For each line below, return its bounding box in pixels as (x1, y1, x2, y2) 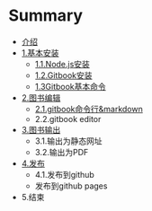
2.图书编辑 (21, 92, 61, 103)
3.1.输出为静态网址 (34, 136, 103, 146)
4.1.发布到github (34, 169, 95, 180)
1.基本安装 (21, 47, 59, 58)
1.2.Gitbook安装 (34, 69, 93, 81)
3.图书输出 (21, 124, 61, 135)
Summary (8, 5, 83, 26)
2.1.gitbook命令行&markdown (34, 103, 143, 114)
